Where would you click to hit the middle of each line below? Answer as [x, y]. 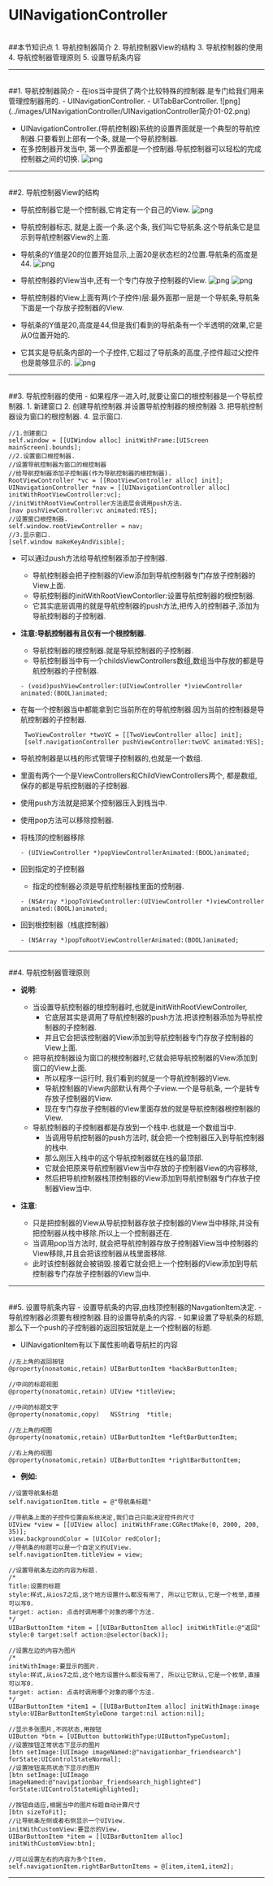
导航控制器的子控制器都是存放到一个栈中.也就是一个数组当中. [134, 1127]
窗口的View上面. [60, 1068]
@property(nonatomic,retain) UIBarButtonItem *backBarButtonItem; [123, 1368]
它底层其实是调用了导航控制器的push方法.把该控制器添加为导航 [150, 1017]
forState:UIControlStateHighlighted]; [74, 1789]
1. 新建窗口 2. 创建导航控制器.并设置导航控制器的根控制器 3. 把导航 [138, 406]
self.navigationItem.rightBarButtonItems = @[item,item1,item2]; [121, 1866]
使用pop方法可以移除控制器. [67, 820]
